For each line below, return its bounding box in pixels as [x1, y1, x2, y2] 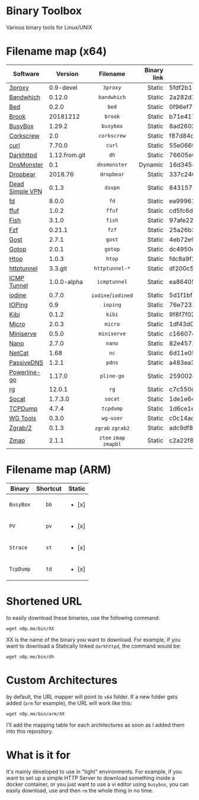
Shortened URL [6, 595, 82, 608]
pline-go [99, 372, 124, 379]
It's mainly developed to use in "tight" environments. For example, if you [6, 768, 182, 775]
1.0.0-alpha [49, 278, 84, 286]
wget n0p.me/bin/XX [6, 626, 54, 632]
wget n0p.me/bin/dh [6, 654, 54, 659]
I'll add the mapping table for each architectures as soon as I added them [6, 721, 185, 728]
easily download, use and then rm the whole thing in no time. [6, 787, 154, 794]
